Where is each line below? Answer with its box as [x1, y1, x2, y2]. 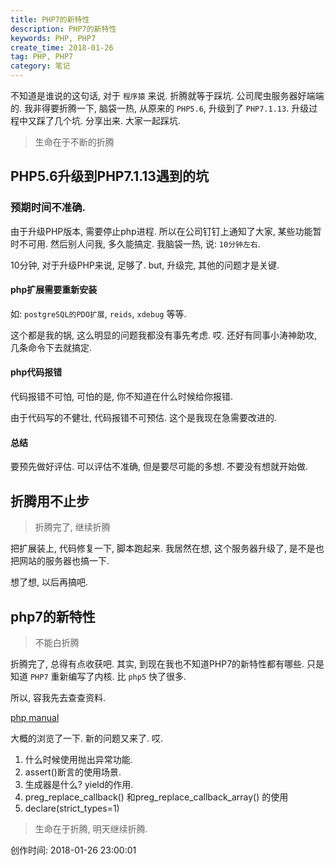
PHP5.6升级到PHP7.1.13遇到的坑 [10, 168, 209, 185]
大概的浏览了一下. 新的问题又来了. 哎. [10, 732, 163, 744]
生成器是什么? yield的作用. [24, 778, 134, 790]
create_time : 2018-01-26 [10, 42, 114, 53]
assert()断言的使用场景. [24, 766, 122, 778]
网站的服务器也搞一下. [18, 555, 110, 567]
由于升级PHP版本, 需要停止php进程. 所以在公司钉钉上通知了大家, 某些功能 [10, 225, 313, 237]
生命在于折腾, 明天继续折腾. [34, 822, 148, 835]
